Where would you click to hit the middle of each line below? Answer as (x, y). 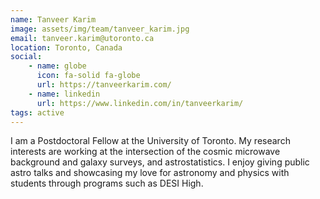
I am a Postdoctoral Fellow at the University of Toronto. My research (150, 141)
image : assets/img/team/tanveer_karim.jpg (100, 29)
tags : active (37, 112)
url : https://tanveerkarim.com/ (104, 85)
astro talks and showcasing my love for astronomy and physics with (150, 173)
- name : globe (57, 66)
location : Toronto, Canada (66, 47)
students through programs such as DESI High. (107, 183)
